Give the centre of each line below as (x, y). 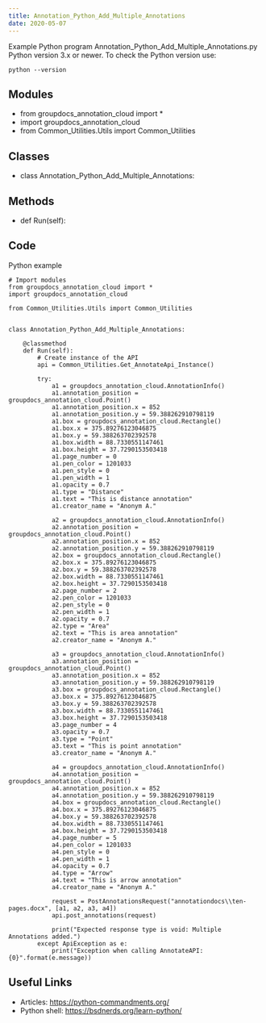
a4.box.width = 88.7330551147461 (107, 824)
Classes (29, 156)
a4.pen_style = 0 (81, 852)
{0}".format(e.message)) (50, 958)
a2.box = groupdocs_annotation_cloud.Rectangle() (136, 555)
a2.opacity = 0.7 (81, 619)
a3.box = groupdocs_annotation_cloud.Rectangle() (136, 689)
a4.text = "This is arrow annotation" (116, 880)
